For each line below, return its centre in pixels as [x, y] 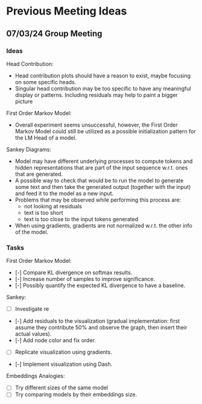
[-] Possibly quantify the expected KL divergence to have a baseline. [100, 285]
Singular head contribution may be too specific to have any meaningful [103, 88]
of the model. [32, 232]
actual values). [33, 334]
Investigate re [32, 309]
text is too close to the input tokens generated [81, 219]
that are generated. [39, 174]
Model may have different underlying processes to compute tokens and [104, 161]
